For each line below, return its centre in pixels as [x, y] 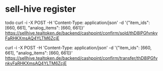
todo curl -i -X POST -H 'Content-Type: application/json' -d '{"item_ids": [78, 23]
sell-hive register [41, 9]
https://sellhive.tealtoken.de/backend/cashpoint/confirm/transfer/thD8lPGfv [81, 58]
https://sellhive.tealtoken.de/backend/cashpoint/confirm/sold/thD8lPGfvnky [81, 33]
